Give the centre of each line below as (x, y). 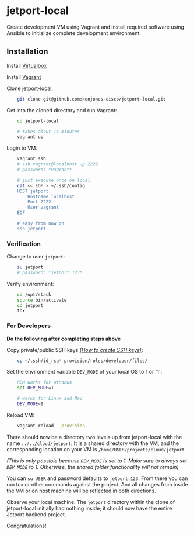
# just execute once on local (54, 180)
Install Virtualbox (27, 65)
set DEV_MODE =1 (36, 388)
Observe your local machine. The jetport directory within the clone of (91, 502)
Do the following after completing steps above (64, 339)
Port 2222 (39, 202)
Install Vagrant (24, 77)
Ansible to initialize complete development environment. (74, 33)
